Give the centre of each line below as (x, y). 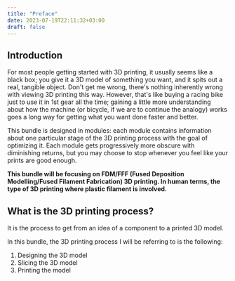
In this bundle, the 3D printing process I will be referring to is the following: (115, 242)
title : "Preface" (33, 14)
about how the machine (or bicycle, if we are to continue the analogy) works (117, 110)
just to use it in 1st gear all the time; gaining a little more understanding (109, 102)
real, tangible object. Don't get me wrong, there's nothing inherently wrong (115, 87)
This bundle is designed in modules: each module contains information (109, 131)
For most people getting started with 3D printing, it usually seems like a (110, 72)
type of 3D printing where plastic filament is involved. (87, 189)
